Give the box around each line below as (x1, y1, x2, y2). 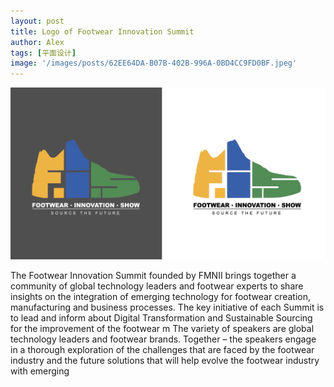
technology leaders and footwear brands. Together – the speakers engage (10, 333, 317, 345)
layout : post (10, 16, 65, 26)
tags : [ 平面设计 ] (10, 48, 77, 58)
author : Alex (10, 37, 65, 47)
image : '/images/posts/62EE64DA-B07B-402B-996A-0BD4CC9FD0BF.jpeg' (10, 58, 298, 69)
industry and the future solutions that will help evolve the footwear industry (10, 355, 320, 367)
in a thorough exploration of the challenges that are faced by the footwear (10, 344, 315, 356)
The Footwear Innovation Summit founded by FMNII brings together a (10, 270, 297, 282)
